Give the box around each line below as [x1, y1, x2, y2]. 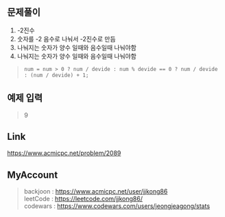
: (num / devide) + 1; [23, 72, 89, 79]
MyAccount [7, 169, 58, 180]
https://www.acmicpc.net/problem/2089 [7, 149, 121, 157]
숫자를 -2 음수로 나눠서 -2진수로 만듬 [16, 34, 116, 43]
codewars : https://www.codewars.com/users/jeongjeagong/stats [23, 202, 211, 210]
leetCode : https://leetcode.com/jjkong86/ [23, 195, 143, 203]
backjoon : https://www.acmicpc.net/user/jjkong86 [23, 187, 168, 196]
